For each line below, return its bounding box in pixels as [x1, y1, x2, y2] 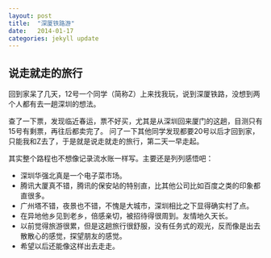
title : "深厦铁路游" [8, 19, 75, 27]
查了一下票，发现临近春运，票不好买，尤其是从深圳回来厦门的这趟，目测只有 [8, 116, 263, 126]
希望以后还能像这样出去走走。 [19, 241, 119, 251]
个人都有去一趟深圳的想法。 [8, 99, 101, 109]
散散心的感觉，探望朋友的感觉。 [19, 231, 127, 241]
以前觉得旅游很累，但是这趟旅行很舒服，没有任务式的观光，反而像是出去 [19, 221, 261, 231]
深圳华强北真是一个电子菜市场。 [19, 171, 127, 181]
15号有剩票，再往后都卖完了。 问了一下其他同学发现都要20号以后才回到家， [8, 127, 260, 136]
